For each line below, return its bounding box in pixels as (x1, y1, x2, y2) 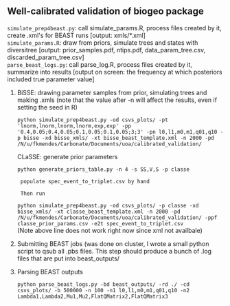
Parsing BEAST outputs (16, 267, 84, 276)
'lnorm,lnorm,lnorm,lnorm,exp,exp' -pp (16, 122, 132, 130)
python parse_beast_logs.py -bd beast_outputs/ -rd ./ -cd (16, 280, 190, 288)
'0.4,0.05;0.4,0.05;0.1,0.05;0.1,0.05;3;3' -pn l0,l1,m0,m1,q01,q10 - (16, 128, 224, 135)
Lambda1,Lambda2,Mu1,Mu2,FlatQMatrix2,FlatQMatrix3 (16, 293, 168, 300)
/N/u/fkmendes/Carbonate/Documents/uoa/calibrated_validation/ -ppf (16, 214, 218, 221)
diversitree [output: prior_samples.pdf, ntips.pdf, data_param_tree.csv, (7, 45, 206, 54)
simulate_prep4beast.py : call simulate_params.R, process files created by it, (7, 23, 222, 32)
